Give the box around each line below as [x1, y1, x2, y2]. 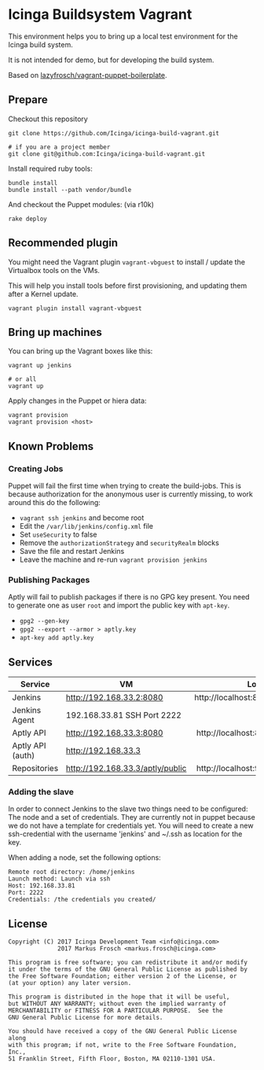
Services [8, 655, 53, 669]
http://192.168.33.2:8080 [65, 692, 163, 703]
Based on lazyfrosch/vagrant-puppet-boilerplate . [8, 70, 167, 79]
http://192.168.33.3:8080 [65, 728, 163, 739]
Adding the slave [8, 787, 75, 798]
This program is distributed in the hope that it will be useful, [8, 993, 230, 1001]
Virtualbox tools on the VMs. [8, 265, 101, 275]
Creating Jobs [8, 463, 64, 474]
